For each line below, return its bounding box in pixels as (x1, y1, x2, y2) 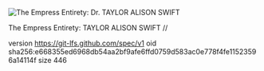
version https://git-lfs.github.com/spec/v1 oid (8, 38, 157, 48)
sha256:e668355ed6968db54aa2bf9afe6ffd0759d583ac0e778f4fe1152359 (8, 47, 257, 56)
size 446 (38, 56, 68, 65)
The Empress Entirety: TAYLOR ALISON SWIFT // (8, 23, 168, 32)
